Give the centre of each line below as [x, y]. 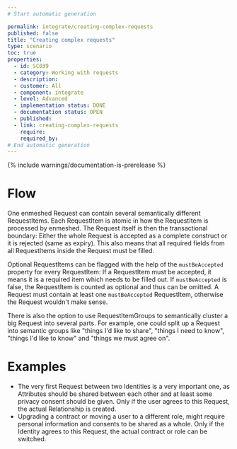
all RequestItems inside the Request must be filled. [81, 251]
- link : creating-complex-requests [66, 125]
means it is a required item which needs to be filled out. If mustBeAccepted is [117, 279]
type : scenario [30, 47]
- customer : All [37, 86]
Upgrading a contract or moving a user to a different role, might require [121, 416]
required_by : [39, 139]
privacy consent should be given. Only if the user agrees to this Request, [123, 402]
